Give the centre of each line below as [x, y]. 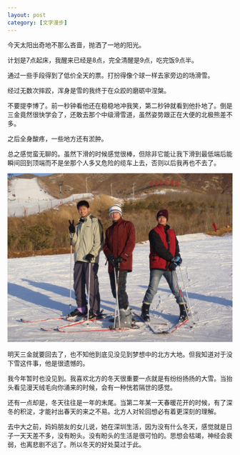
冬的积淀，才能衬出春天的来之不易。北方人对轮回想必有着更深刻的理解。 [114, 411]
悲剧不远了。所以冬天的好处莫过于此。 [88, 444]
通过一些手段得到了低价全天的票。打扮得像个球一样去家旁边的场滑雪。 [111, 75]
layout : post [27, 15]
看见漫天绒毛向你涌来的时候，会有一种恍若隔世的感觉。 [95, 387]
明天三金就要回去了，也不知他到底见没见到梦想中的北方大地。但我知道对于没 [120, 354]
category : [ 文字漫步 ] [37, 22]
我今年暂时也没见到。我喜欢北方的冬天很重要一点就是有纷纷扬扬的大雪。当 [117, 378]
